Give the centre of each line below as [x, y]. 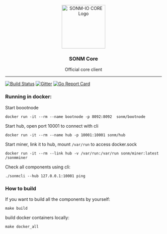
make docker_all [22, 227]
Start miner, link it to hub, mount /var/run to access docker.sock [71, 144]
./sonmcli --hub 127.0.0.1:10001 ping [45, 176]
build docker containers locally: [37, 217]
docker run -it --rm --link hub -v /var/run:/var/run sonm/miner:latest [82, 153]
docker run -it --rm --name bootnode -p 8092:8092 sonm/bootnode [75, 117]
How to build [21, 188]
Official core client [83, 70]
